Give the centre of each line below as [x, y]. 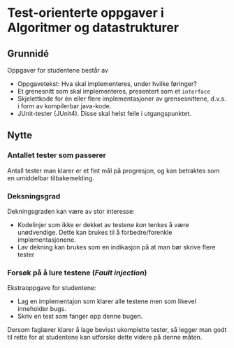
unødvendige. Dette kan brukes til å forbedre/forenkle [95, 232]
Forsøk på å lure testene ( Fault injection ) [77, 273]
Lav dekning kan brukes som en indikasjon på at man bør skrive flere [116, 247]
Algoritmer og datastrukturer [93, 28]
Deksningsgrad [34, 196]
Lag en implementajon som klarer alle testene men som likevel [107, 301]
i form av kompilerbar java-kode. [64, 106]
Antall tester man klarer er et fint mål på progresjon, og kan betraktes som [114, 171]
